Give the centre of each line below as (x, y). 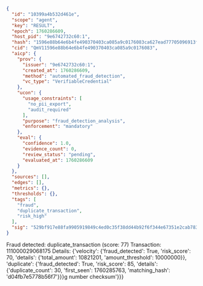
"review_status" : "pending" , (59, 154)
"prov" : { (30, 59)
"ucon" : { (30, 93)
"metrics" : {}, (31, 188)
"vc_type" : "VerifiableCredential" (67, 81)
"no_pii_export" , (50, 104)
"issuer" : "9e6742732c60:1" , (59, 65)
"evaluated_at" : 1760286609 (58, 160)
